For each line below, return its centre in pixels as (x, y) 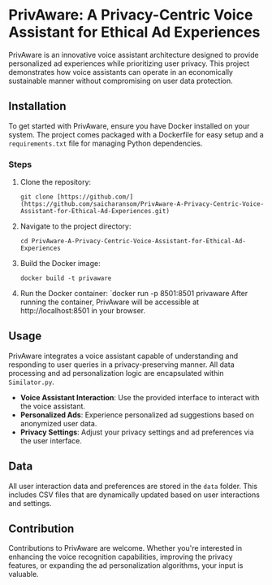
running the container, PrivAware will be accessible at (110, 302)
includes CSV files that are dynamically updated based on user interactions (134, 495)
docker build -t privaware (66, 278)
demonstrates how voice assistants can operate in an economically (121, 72)
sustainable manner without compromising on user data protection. (121, 81)
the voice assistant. (53, 406)
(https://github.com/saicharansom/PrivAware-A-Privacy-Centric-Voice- (142, 204)
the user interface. (51, 440)
